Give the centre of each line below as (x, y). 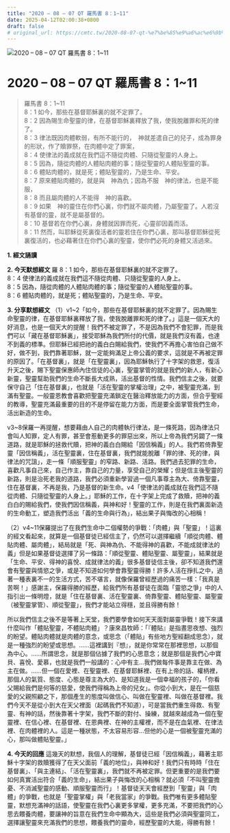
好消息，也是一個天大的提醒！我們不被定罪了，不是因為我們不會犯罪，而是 (112, 327)
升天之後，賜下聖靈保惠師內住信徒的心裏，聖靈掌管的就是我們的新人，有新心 (115, 370)
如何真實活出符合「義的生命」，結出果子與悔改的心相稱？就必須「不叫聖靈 (111, 780)
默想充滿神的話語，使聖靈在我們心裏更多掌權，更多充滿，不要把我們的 (118, 806)
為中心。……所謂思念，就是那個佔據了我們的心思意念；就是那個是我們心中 (111, 654)
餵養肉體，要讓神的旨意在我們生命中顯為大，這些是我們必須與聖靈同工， (121, 814)
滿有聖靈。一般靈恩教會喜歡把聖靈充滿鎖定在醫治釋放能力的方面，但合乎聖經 (115, 396)
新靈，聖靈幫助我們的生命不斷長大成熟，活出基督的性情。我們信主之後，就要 (115, 378)
